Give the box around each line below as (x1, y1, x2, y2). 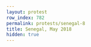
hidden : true (6, 32, 39, 38)
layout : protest (6, 9, 47, 15)
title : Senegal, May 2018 (6, 26, 72, 32)
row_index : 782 (6, 15, 45, 21)
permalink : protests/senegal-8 (6, 20, 86, 26)
